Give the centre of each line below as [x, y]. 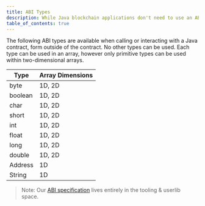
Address [21, 165]
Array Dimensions [66, 75]
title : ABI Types [28, 12]
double [19, 155]
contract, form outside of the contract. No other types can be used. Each [98, 47]
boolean [21, 95]
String [18, 175]
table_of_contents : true [38, 23]
